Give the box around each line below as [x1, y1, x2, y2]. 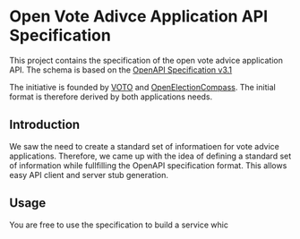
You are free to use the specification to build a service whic [9, 219, 228, 230]
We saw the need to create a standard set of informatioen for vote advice [9, 141, 279, 151]
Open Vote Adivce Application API [9, 6, 269, 27]
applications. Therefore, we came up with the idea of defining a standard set [9, 150, 292, 161]
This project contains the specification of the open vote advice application [9, 55, 284, 65]
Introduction [9, 117, 81, 132]
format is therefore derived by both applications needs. [9, 91, 213, 102]
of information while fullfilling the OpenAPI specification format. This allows [9, 159, 287, 171]
